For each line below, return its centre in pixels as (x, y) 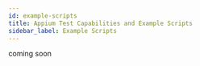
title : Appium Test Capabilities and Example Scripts (101, 23)
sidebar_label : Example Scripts (62, 31)
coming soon (30, 54)
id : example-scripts (43, 16)
